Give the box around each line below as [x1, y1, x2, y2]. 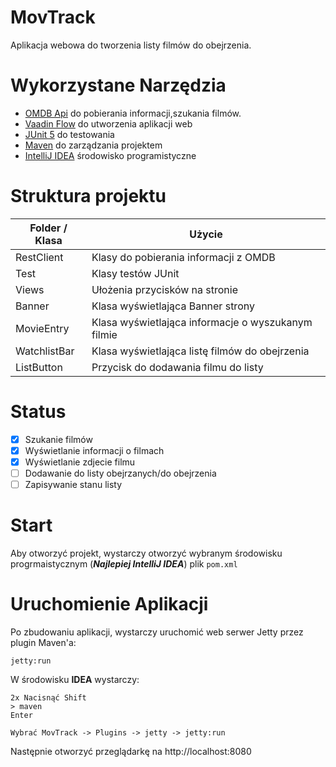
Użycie [189, 227, 223, 241]
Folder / [29, 221, 68, 235]
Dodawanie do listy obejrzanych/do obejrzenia [24, 467, 217, 479]
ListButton [15, 360, 63, 374]
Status [10, 401, 67, 423]
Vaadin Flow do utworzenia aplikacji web [24, 117, 193, 130]
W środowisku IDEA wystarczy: [10, 673, 140, 685]
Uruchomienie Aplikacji [10, 593, 209, 616]
